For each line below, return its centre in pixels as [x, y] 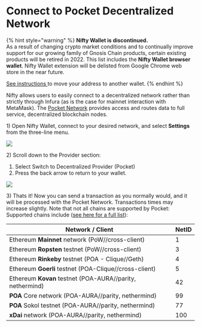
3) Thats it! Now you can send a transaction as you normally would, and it [97, 195]
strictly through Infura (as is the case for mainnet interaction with [86, 101]
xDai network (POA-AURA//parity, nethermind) [75, 315]
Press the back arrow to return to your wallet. [71, 173]
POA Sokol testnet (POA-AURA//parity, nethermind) [82, 305]
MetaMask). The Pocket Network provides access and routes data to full [95, 108]
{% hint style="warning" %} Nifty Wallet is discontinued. [77, 40]
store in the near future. [35, 72]
